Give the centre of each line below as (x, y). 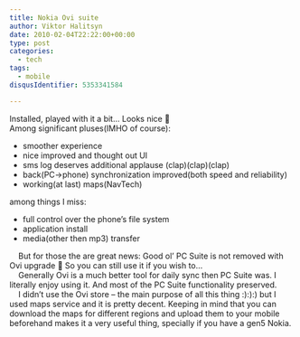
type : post (30, 43)
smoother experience (62, 145)
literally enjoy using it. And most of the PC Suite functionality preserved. (143, 285)
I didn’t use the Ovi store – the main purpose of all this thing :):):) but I (147, 294)
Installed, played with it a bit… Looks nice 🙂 (89, 118)
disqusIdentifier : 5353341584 (66, 85)
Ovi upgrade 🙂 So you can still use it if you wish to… (106, 265)
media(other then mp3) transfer (81, 238)
